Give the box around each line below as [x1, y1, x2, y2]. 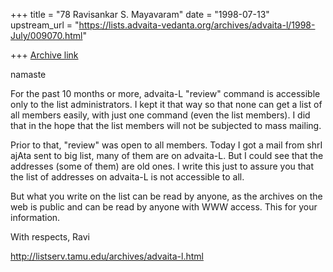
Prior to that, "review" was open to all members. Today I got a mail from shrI [10, 139, 323, 151]
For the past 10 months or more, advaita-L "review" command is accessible [10, 88, 321, 99]
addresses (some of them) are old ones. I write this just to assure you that [10, 160, 315, 172]
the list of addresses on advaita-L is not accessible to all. [10, 171, 245, 183]
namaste [10, 69, 47, 80]
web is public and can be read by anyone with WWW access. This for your [10, 201, 318, 213]
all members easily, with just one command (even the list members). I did [10, 109, 311, 121]
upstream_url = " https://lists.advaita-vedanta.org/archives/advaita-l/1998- [10, 19, 316, 31]
